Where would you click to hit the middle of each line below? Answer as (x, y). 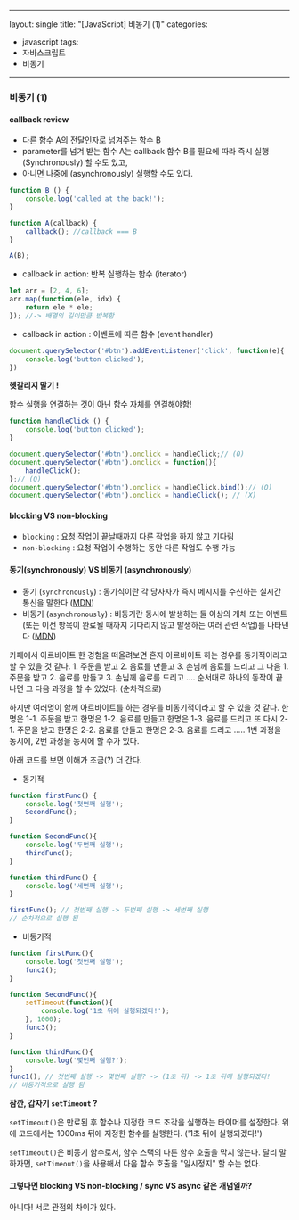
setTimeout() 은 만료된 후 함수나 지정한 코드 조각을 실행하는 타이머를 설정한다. (145, 1122)
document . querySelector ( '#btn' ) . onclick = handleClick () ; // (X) (133, 496)
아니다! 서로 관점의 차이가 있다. (63, 1207)
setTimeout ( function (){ (69, 1003)
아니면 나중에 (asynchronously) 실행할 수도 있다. (107, 174)
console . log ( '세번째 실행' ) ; (75, 886)
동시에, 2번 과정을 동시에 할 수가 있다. (74, 740)
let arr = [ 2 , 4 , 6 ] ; (49, 291)
